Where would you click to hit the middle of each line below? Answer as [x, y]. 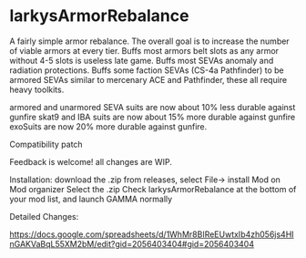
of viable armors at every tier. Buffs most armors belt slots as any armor [144, 50]
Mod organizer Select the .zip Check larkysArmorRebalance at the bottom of [153, 189]
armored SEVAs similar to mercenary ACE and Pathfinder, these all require [148, 79]
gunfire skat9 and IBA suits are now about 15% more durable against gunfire [153, 117]
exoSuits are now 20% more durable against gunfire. [108, 126]
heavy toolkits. [37, 89]
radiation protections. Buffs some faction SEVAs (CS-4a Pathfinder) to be [147, 70]
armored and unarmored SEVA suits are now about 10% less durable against [153, 107]
